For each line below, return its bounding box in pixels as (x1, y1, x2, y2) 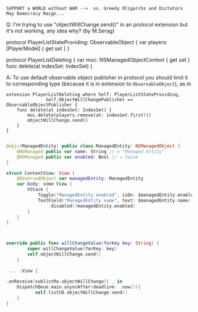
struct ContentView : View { (6, 170, 75, 176)
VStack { (27, 187, 49, 192)
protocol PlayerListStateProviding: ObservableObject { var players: (6, 39, 168, 45)
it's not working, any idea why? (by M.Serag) (6, 27, 115, 34)
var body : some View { (16, 181, 72, 187)
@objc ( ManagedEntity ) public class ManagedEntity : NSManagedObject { (6, 143, 181, 149)
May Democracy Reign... (6, 11, 65, 16)
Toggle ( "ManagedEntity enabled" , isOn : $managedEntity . (37, 192, 178, 198)
